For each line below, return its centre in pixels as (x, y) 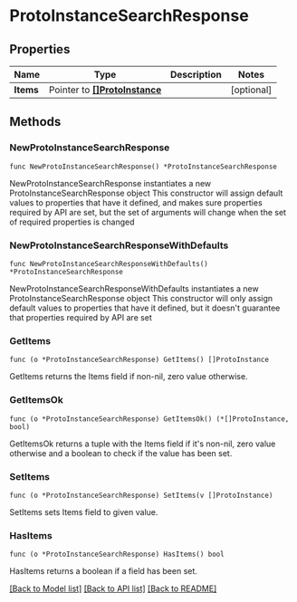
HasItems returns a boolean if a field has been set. (103, 571)
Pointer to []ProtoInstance (105, 90)
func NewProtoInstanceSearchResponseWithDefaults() (109, 263)
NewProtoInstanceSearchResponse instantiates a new (110, 183)
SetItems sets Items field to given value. (84, 511)
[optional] (251, 90)
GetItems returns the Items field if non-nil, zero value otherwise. (129, 377)
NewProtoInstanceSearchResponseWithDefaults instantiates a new (134, 288)
